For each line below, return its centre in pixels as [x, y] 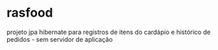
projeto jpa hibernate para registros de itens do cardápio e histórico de [109, 32]
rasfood [30, 13]
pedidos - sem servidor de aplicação [60, 39]
